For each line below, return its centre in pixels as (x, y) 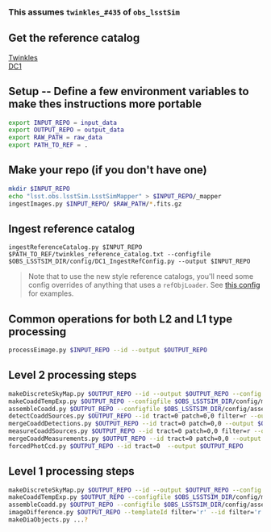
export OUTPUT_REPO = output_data (67, 130)
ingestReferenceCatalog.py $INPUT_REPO (75, 247)
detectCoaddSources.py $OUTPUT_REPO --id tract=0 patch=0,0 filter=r (128, 416)
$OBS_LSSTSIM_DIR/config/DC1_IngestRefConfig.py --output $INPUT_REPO (129, 262)
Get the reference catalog (74, 38)
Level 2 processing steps (73, 375)
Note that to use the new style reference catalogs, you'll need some (141, 276)
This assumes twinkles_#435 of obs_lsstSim (94, 12)
